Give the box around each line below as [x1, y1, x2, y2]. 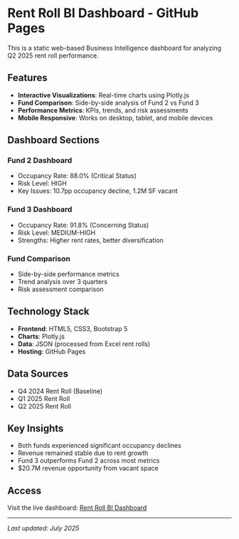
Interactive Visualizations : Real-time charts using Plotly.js [17, 90, 190, 99]
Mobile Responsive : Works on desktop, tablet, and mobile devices [17, 113, 213, 122]
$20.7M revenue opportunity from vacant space [17, 464, 159, 473]
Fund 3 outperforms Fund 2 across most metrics [17, 456, 160, 465]
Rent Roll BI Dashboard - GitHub [7, 5, 199, 21]
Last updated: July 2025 [7, 524, 80, 533]
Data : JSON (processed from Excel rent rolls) [17, 340, 151, 348]
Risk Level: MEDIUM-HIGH [17, 228, 96, 236]
